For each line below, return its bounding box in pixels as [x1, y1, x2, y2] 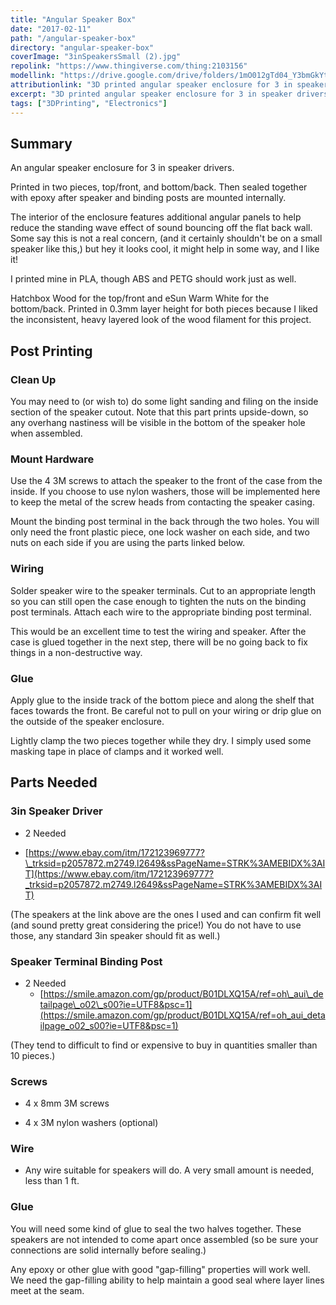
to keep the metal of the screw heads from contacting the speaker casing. [10, 496, 315, 508]
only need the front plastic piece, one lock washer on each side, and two [10, 526, 310, 538]
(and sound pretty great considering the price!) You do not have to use [10, 919, 302, 931]
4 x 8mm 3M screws [24, 1097, 110, 1110]
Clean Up [10, 372, 57, 386]
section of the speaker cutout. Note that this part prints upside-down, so [10, 406, 309, 418]
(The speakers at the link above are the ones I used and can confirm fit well [10, 908, 322, 920]
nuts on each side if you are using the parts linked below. [10, 537, 245, 549]
